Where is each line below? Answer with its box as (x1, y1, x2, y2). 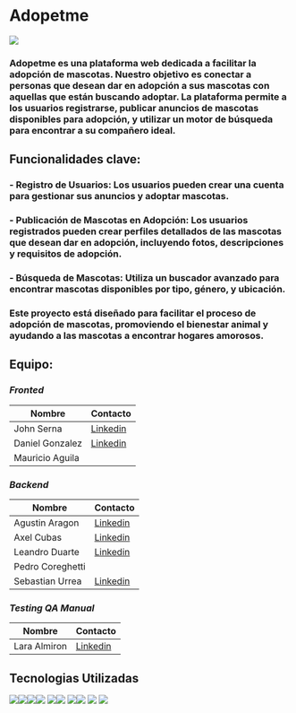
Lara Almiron (13, 640, 67, 653)
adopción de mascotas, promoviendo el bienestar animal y (9, 317, 269, 330)
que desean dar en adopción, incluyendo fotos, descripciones (9, 237, 284, 249)
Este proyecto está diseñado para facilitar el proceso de (9, 307, 257, 319)
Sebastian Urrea (13, 575, 82, 587)
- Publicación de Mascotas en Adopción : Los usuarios (9, 214, 249, 227)
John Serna (13, 422, 63, 435)
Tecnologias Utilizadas (9, 670, 140, 686)
